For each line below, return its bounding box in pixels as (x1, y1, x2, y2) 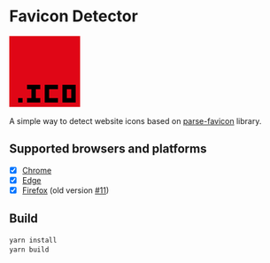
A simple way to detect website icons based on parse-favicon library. (9, 115, 262, 126)
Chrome (21, 165, 52, 175)
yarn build (9, 245, 50, 254)
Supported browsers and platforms (9, 142, 207, 157)
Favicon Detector (9, 6, 139, 27)
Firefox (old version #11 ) (21, 184, 110, 196)
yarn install (9, 236, 58, 244)
